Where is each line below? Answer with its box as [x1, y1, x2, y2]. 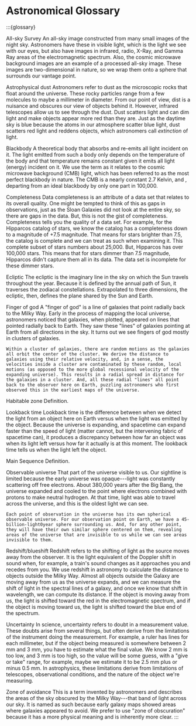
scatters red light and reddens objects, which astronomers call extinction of [6, 127, 188, 134]
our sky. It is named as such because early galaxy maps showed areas [6, 701, 177, 708]
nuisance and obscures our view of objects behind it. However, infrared [6, 102, 178, 109]
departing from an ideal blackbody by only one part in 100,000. [6, 182, 158, 189]
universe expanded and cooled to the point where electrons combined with [6, 487, 187, 494]
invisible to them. [6, 537, 54, 543]
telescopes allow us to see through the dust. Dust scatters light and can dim [6, 108, 190, 116]
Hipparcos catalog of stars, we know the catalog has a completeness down [6, 225, 188, 232]
